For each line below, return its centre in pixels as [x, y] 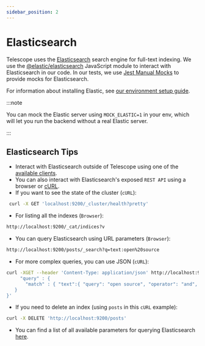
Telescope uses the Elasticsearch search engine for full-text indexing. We [99, 59]
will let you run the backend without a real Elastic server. [77, 121]
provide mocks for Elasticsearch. [48, 79]
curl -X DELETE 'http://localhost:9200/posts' [67, 318]
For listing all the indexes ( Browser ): [59, 216]
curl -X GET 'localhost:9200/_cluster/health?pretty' [79, 204]
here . [22, 337]
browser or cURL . [37, 186]
